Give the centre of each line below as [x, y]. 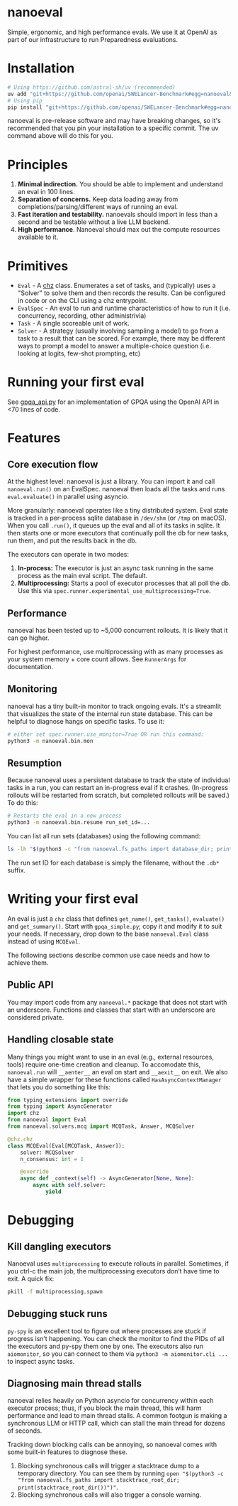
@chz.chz [20, 1139]
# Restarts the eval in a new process [64, 816]
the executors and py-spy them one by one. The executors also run [106, 1346]
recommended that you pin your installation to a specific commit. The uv [113, 128]
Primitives [38, 266]
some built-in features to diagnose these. [67, 1452]
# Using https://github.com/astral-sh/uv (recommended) [91, 87]
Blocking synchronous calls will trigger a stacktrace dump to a [108, 1466]
